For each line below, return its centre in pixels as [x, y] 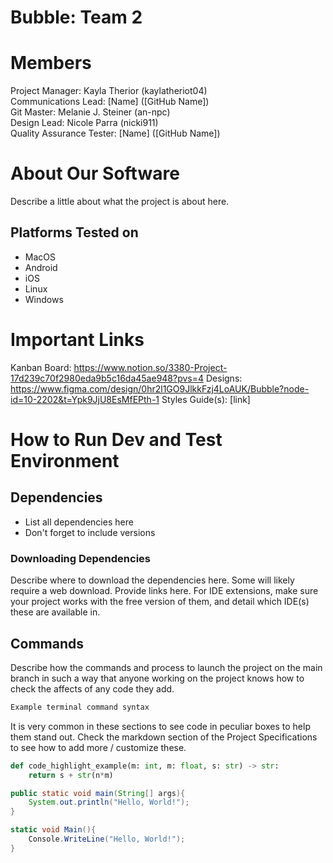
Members [51, 63]
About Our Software [95, 173]
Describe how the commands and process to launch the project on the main [166, 667]
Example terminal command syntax [80, 707]
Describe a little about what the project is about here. [120, 202]
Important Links [77, 340]
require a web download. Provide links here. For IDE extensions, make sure [164, 591]
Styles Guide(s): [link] [206, 399]
